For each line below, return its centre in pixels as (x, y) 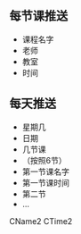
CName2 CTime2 (41, 221)
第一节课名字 (45, 171)
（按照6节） (44, 160)
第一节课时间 (45, 182)
